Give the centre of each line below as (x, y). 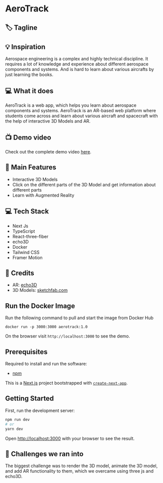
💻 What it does (29, 91)
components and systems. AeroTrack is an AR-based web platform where (81, 111)
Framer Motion (28, 257)
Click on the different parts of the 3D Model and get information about (84, 185)
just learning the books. (29, 74)
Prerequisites (26, 352)
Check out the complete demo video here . (48, 152)
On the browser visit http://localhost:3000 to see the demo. (68, 336)
